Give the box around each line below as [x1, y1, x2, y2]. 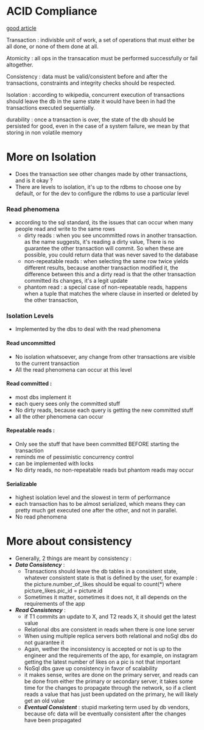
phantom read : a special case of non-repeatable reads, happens [24, 283, 188, 291]
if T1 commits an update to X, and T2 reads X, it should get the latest [24, 613, 197, 620]
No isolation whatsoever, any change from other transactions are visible [15, 353, 196, 360]
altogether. [6, 61, 33, 68]
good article [6, 24, 37, 32]
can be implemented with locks [15, 460, 94, 467]
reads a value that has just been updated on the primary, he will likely [24, 690, 199, 698]
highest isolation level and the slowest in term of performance [15, 494, 171, 501]
